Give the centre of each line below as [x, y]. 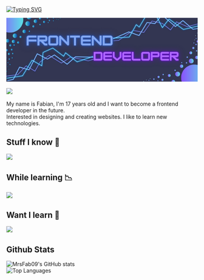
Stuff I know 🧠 [33, 142]
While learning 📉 [39, 178]
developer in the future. [36, 110]
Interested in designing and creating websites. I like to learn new [87, 117]
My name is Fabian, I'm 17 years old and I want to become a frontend [92, 104]
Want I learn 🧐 [33, 215]
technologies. [23, 123]
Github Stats [30, 249]
